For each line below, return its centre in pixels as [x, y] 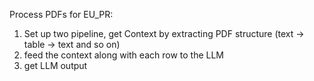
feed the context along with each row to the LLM [123, 55]
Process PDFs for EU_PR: [61, 14]
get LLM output [55, 65]
